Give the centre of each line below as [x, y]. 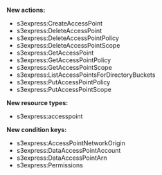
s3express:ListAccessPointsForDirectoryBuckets [86, 75]
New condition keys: [37, 130]
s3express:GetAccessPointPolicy [64, 60]
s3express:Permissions [50, 165]
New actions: [26, 10]
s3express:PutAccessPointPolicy [63, 82]
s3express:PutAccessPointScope [64, 90]
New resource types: [37, 103]
